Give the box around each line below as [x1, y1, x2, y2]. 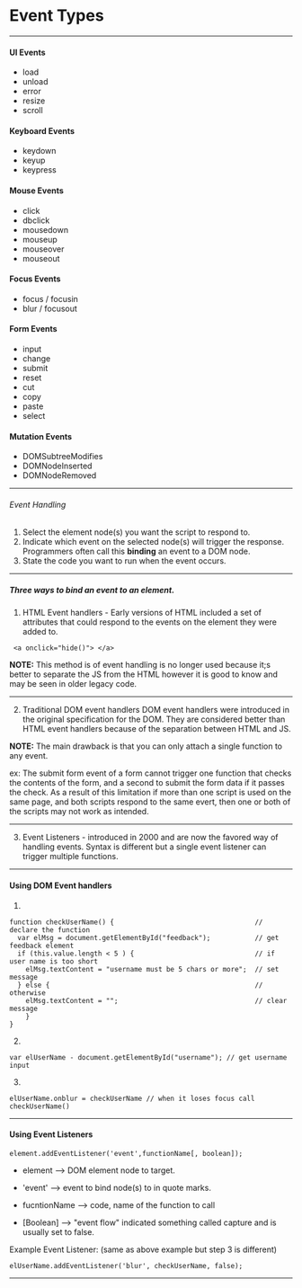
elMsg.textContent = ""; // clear [25, 996, 288, 1005]
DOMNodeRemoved [22, 470, 97, 481]
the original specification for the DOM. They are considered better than [22, 714, 286, 724]
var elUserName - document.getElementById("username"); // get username [9, 1053, 288, 1061]
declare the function [9, 925, 91, 935]
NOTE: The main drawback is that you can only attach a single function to [9, 741, 283, 751]
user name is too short [9, 956, 99, 966]
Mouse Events [9, 185, 65, 196]
